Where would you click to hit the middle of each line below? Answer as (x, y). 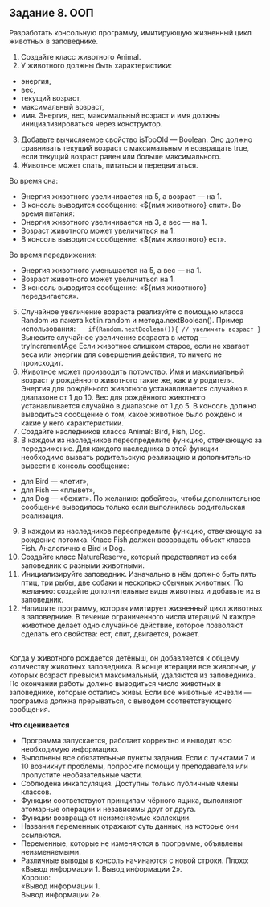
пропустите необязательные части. (82, 774)
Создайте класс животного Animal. (81, 56)
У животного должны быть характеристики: (96, 65)
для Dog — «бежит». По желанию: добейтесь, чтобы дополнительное (140, 498)
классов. (36, 792)
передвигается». (50, 296)
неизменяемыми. (51, 851)
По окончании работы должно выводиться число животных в (115, 683)
